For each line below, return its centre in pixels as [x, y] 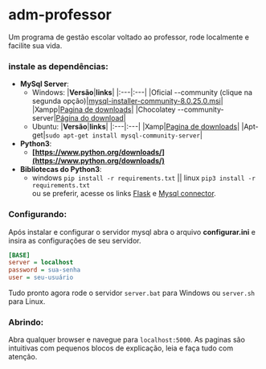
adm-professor [60, 15]
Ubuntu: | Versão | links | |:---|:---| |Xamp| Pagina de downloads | [136, 127]
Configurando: [37, 215]
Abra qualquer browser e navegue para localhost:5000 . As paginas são [127, 340]
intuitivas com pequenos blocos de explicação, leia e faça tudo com [121, 348]
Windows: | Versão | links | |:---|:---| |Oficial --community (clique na [142, 92]
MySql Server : [45, 84]
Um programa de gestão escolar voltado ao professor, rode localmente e [129, 37]
